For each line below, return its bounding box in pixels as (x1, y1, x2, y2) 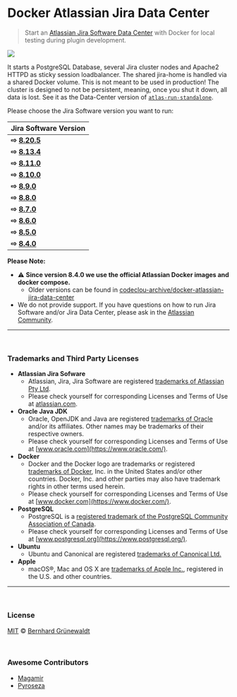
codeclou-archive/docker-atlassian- (119, 285, 224, 294)
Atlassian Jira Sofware (17, 370, 86, 378)
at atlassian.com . (28, 399, 78, 408)
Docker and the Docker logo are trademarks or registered (28, 459, 195, 468)
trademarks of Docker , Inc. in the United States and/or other (28, 467, 202, 476)
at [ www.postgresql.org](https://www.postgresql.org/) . (28, 535, 188, 544)
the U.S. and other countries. (28, 573, 112, 581)
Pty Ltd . (28, 385, 51, 393)
